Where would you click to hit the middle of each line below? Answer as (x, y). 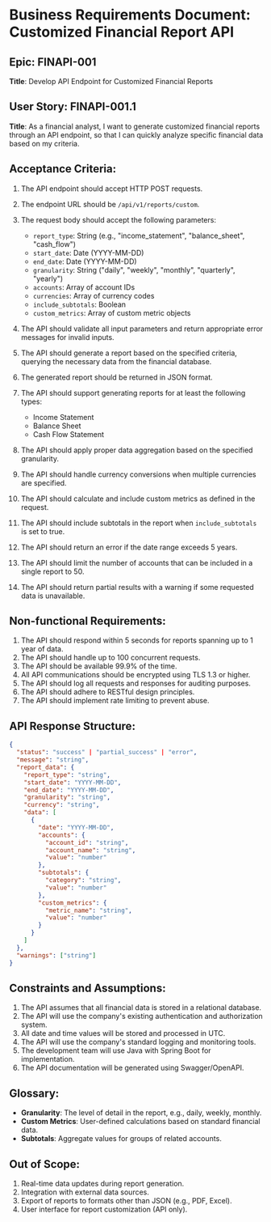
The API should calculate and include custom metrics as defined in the (138, 499)
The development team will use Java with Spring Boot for (116, 1050)
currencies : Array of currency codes (94, 295)
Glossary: (34, 1093)
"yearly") (48, 278)
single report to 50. (52, 571)
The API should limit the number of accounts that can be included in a (137, 562)
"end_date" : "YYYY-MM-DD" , (69, 790)
